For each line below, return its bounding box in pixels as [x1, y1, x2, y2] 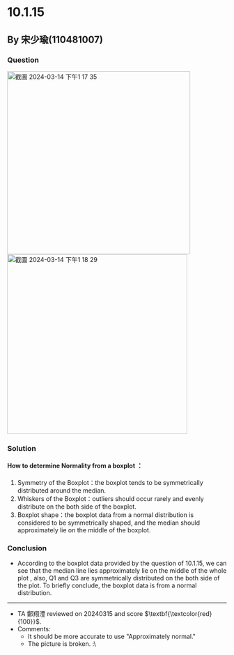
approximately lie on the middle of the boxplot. [17, 526, 151, 534]
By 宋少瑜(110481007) [7, 33, 103, 45]
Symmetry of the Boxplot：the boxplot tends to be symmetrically [17, 479, 203, 486]
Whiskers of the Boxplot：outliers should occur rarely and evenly [17, 495, 204, 502]
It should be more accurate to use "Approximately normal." [27, 632, 196, 641]
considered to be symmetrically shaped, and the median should [17, 518, 201, 527]
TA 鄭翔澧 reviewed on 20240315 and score [17, 610, 143, 618]
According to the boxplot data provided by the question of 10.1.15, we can [17, 559, 227, 568]
